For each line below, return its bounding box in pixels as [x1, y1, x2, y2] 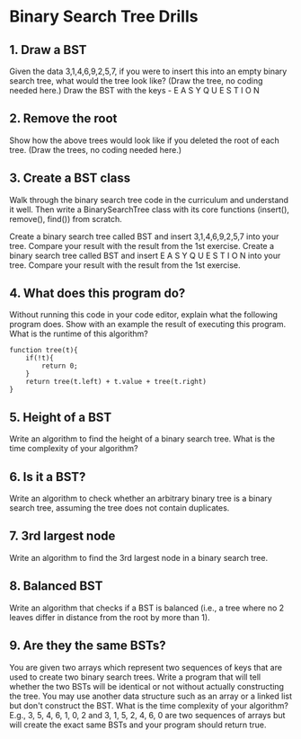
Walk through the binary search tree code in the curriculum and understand [9, 194, 289, 205]
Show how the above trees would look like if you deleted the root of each [9, 135, 280, 146]
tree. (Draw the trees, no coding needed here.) [9, 144, 182, 155]
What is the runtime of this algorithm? [9, 328, 148, 339]
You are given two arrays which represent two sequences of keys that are [9, 662, 283, 672]
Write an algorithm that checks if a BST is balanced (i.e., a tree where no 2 [9, 602, 285, 613]
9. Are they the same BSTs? [9, 638, 166, 654]
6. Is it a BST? [9, 469, 86, 485]
